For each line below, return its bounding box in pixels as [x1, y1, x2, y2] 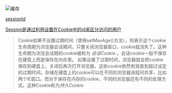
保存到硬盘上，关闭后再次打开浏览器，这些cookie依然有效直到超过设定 [17, 63, 167, 69]
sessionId [5, 16, 26, 22]
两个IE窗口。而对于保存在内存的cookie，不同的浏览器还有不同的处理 [17, 76, 162, 82]
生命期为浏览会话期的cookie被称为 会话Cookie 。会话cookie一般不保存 [17, 50, 167, 56]
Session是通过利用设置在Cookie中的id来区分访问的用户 [5, 26, 122, 32]
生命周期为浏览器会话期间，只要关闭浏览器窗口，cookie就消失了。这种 [17, 44, 167, 50]
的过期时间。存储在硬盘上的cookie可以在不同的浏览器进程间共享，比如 [17, 69, 167, 76]
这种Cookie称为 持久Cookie [27, 82, 84, 88]
